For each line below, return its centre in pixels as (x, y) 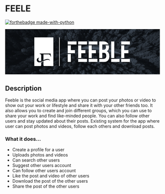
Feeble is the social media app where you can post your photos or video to (81, 100)
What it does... (23, 139)
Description (23, 88)
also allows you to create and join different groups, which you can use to (79, 110)
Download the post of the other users (50, 181)
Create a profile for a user (38, 150)
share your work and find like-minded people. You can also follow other (77, 116)
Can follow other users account (44, 171)
